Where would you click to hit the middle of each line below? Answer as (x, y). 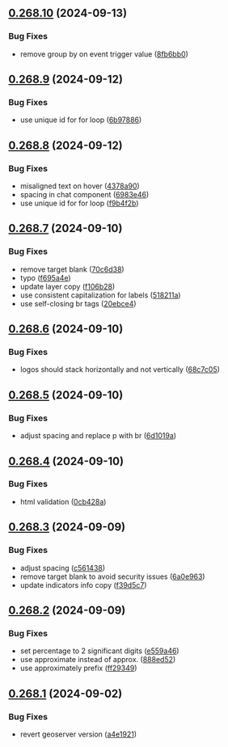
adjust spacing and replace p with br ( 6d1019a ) (98, 436)
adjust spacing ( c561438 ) (63, 568)
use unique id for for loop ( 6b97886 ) (81, 120)
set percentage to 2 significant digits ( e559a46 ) (99, 651)
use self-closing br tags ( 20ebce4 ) (78, 303)
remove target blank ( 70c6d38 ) (72, 269)
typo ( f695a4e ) (45, 277)
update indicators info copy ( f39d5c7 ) (83, 585)
